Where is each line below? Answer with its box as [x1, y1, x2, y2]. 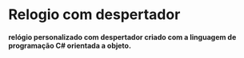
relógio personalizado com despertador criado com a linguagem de [8, 32, 237, 41]
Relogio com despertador [8, 6, 181, 24]
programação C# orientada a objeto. [8, 41, 132, 50]
